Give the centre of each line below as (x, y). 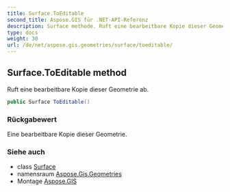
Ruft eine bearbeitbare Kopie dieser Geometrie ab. (78, 89)
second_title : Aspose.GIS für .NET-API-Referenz (78, 20)
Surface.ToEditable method (67, 73)
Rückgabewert (32, 119)
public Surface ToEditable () (49, 102)
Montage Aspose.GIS (47, 181)
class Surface (36, 167)
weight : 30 (23, 39)
